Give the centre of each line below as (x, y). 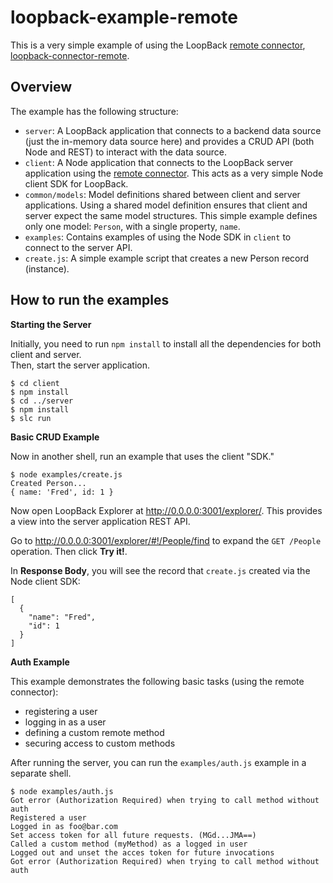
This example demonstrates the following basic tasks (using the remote (157, 681)
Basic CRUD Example (55, 437)
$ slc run (31, 418)
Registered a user (48, 817)
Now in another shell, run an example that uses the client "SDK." (142, 456)
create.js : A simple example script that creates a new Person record (167, 258)
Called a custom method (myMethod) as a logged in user (129, 844)
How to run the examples (90, 300)
